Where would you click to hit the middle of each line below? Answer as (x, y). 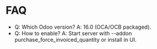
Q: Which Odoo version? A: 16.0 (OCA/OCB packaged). (83, 27)
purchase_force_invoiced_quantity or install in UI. (75, 39)
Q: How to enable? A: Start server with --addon (73, 33)
